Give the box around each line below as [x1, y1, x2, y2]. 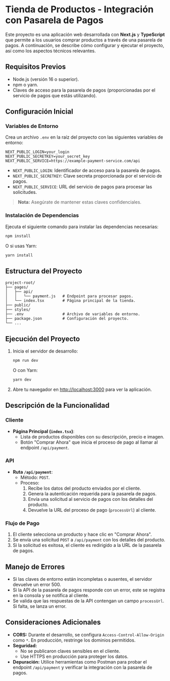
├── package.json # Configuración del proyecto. [5, 316, 129, 321]
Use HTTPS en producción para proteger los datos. [20, 653, 129, 660]
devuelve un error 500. [12, 581, 61, 587]
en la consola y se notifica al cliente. [12, 592, 89, 598]
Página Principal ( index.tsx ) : [12, 428, 75, 434]
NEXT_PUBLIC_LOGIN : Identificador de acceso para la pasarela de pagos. [12, 167, 162, 173]
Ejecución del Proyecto [5, 334, 80, 343]
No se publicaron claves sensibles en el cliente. [20, 648, 120, 654]
